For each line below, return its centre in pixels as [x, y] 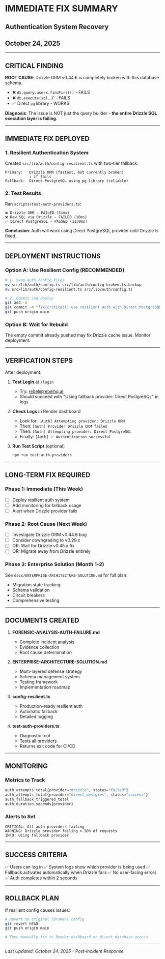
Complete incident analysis [47, 642]
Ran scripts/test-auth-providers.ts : [43, 204]
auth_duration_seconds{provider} [39, 804]
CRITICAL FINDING [34, 66]
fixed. [11, 236]
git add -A [16, 303]
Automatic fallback [39, 711]
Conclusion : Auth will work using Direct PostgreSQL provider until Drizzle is [82, 231]
